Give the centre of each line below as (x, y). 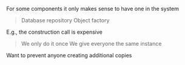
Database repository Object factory (65, 20)
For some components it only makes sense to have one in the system (92, 9)
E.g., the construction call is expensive (55, 32)
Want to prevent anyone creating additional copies (69, 55)
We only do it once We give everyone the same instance (91, 44)
